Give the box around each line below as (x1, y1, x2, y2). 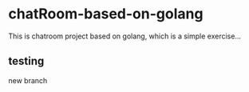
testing (8, 54, 45, 68)
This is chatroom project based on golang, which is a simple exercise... (8, 31, 242, 41)
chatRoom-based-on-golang (8, 5, 204, 23)
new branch (8, 75, 48, 85)
